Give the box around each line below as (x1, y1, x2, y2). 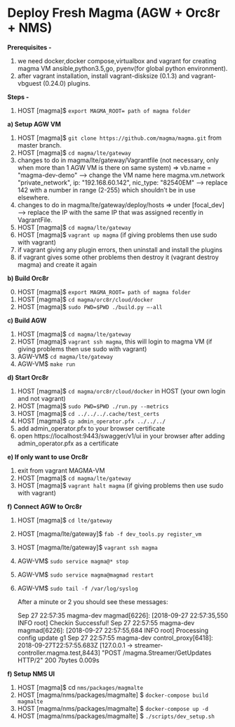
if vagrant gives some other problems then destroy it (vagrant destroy (17, 253, 219, 261)
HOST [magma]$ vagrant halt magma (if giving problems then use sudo (17, 481, 224, 490)
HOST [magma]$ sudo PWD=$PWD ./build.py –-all (17, 302, 163, 310)
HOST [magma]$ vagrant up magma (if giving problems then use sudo (17, 230, 217, 239)
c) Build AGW (7, 316, 47, 325)
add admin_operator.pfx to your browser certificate (17, 424, 166, 433)
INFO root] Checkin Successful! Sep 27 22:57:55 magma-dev (17, 618, 195, 627)
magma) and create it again (17, 260, 97, 268)
